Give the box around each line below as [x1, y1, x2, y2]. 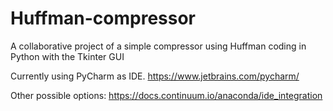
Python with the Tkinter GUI [10, 50, 125, 62]
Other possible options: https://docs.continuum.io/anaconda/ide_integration [10, 89, 323, 101]
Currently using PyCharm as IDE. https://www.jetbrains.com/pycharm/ [10, 70, 300, 82]
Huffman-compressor [10, 7, 196, 30]
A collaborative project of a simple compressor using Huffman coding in [10, 40, 307, 52]
